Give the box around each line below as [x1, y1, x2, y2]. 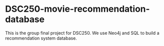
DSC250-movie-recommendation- [5, 3, 150, 15]
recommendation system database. [5, 35, 78, 41]
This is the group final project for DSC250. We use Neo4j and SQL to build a [5, 30, 160, 36]
